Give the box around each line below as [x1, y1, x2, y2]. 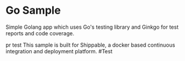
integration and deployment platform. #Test [5, 47, 113, 54]
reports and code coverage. [5, 29, 74, 36]
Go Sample [5, 4, 61, 17]
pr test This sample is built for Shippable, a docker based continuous [5, 41, 175, 48]
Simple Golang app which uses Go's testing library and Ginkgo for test [5, 23, 179, 30]
